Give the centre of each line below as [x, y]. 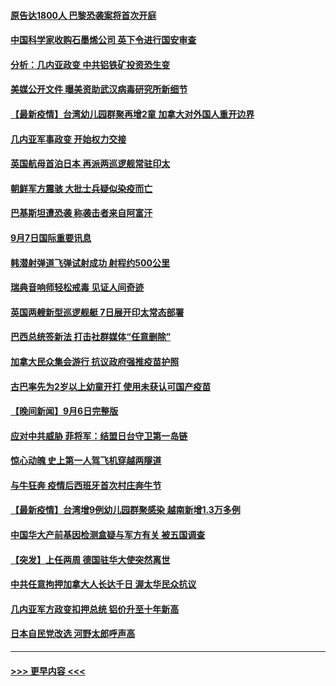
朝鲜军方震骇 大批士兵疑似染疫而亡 [81, 188]
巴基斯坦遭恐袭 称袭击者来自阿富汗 [81, 213]
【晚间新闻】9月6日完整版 [64, 411]
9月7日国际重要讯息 [51, 237]
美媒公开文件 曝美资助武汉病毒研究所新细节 [99, 89]
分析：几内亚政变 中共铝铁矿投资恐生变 [90, 64]
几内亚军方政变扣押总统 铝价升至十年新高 [95, 609]
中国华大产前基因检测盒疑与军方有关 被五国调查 [108, 535]
